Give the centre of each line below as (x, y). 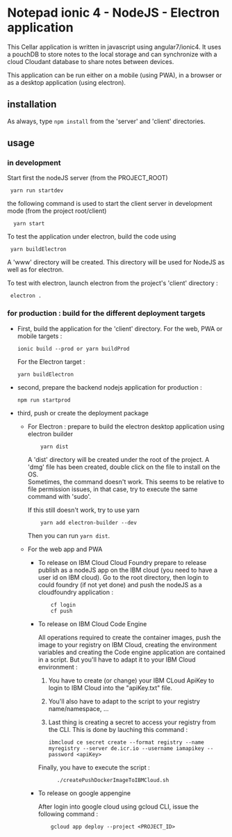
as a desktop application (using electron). (67, 82)
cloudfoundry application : (75, 592)
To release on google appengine (84, 793)
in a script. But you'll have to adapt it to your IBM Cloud (117, 660)
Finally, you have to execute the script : (94, 767)
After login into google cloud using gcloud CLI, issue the (118, 806)
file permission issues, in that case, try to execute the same (113, 489)
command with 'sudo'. (59, 496)
